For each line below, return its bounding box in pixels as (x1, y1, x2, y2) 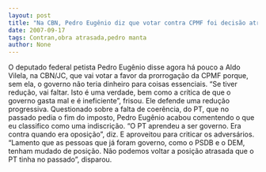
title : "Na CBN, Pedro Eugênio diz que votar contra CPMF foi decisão (8, 19, 246, 27)
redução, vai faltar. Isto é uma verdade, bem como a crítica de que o (8, 88, 231, 97)
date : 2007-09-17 (8, 26, 66, 34)
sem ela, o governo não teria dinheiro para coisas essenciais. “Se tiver (8, 80, 237, 89)
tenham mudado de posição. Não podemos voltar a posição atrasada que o (8, 147, 255, 156)
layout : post (8, 11, 51, 20)
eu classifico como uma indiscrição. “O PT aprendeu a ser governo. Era (8, 122, 241, 131)
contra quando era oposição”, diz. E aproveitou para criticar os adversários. (8, 129, 255, 139)
